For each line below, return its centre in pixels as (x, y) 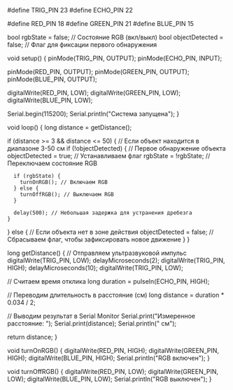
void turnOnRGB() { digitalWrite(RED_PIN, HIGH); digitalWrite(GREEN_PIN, (113, 350)
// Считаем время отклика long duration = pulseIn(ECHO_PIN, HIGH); (108, 281)
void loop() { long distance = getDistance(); (70, 127)
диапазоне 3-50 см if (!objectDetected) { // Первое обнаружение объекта (116, 148)
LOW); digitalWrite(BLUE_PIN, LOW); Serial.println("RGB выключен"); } (110, 379)
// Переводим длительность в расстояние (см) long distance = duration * (116, 295)
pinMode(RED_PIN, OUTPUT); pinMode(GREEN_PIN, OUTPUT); (98, 72)
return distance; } (33, 337)
